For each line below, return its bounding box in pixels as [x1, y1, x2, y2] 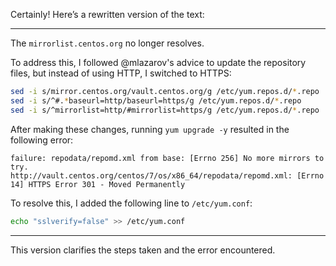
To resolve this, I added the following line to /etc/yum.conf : [10, 197, 253, 209]
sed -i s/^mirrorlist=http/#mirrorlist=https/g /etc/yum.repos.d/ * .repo [10, 105, 320, 115]
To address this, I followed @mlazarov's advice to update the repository [10, 57, 307, 68]
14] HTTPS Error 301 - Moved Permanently [10, 179, 186, 189]
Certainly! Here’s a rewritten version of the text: [10, 9, 205, 20]
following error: [10, 134, 74, 146]
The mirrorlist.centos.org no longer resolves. [10, 37, 205, 49]
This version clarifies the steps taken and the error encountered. [10, 244, 276, 256]
